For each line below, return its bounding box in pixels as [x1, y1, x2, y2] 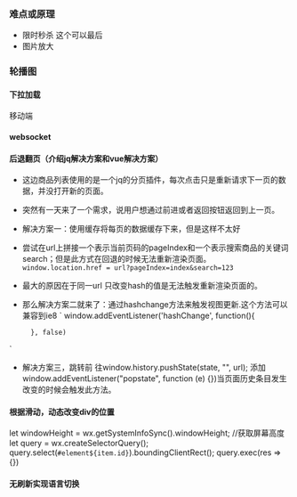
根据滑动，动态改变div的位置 [9, 406, 116, 417]
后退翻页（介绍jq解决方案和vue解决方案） [9, 153, 164, 164]
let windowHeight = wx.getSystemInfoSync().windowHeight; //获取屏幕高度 [9, 428, 285, 438]
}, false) [30, 328, 67, 338]
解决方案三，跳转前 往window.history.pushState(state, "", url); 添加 [21, 363, 267, 373]
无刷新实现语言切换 [9, 478, 80, 489]
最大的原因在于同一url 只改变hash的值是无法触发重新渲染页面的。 [21, 281, 262, 291]
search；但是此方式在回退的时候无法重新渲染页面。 [21, 254, 212, 265]
